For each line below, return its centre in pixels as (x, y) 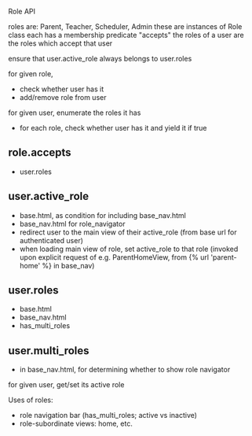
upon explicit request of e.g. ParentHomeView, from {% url (114, 257)
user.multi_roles (49, 351)
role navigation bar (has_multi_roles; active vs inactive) (108, 416)
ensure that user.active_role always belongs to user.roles (100, 59)
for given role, (31, 74)
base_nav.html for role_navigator (72, 224)
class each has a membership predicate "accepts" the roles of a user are (126, 35)
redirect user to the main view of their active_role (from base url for (128, 232)
